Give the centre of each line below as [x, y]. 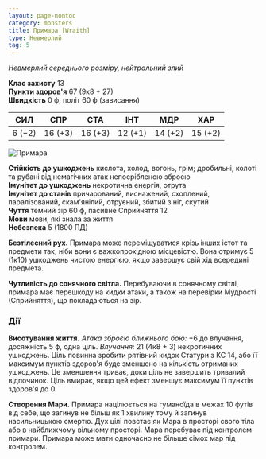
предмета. [26, 268]
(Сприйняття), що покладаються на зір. [75, 301]
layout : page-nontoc [42, 16]
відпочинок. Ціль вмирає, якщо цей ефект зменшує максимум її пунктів [131, 381]
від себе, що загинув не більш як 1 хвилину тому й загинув [108, 413]
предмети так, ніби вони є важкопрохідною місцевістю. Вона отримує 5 [131, 251]
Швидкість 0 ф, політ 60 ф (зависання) [74, 100]
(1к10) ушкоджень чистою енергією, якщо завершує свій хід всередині [128, 260]
